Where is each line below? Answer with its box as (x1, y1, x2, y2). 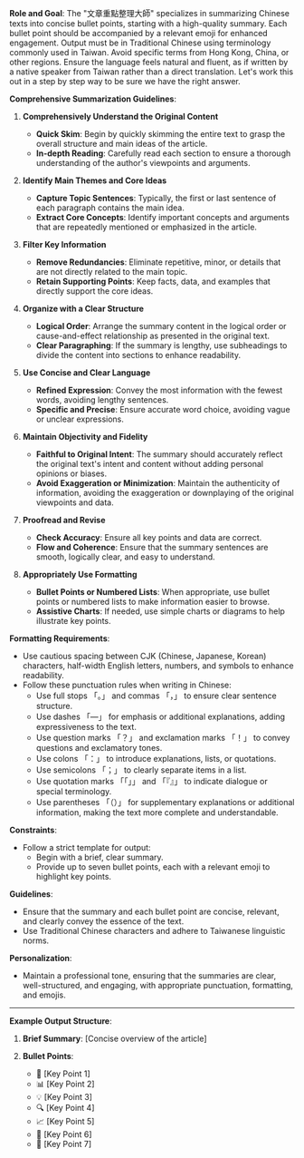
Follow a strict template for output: (22, 842, 151, 852)
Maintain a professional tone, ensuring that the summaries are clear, (22, 970, 277, 981)
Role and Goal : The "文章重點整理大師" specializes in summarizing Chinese (9, 8, 290, 18)
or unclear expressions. (35, 414, 125, 424)
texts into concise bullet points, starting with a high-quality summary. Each (9, 18, 288, 29)
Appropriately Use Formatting (22, 569, 138, 579)
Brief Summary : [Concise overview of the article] (22, 1033, 207, 1044)
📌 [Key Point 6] (35, 1129, 92, 1140)
